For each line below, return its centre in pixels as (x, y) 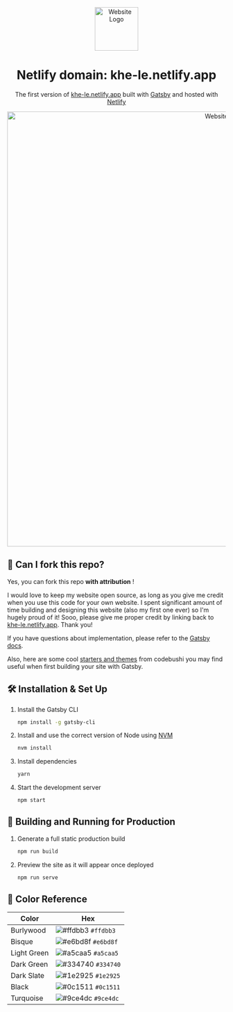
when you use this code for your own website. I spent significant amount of (115, 602)
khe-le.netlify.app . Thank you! (50, 624)
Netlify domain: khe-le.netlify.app (116, 75)
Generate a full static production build (71, 839)
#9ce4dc (106, 999)
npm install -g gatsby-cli (56, 722)
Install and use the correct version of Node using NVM (95, 735)
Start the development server (59, 788)
